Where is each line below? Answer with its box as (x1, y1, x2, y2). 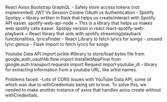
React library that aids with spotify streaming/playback (29, 31, 142, 36)
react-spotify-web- (105, 25, 146, 31)
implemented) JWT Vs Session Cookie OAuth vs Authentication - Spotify (5, 9, 155, 15)
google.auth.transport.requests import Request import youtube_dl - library (5, 62, 158, 67)
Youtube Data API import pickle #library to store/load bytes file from (5, 51, 145, 57)
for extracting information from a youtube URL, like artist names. (5, 67, 137, 73)
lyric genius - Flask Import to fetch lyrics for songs (5, 41, 109, 47)
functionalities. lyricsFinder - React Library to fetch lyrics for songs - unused (5, 36, 163, 42)
